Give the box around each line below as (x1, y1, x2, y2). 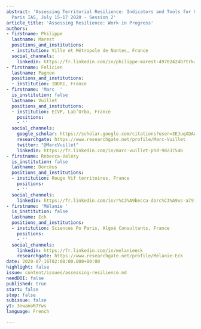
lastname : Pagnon (11, 70, 55, 76)
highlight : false (6, 264, 50, 270)
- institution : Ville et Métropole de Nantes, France (11, 48, 148, 54)
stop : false (6, 292, 36, 298)
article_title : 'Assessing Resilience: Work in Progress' (6, 20, 154, 26)
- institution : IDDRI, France (11, 81, 87, 87)
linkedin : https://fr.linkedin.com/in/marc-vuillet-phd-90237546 (17, 147, 184, 153)
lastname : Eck (11, 214, 47, 220)
